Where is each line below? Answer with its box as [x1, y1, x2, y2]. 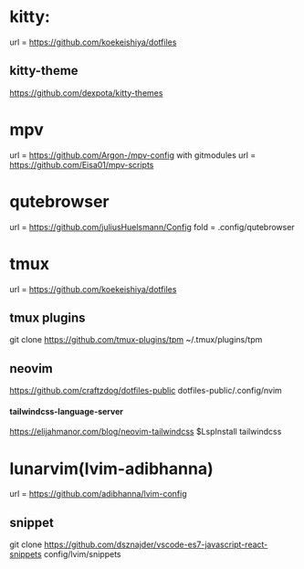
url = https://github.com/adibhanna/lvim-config [9, 489, 187, 500]
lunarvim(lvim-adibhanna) [9, 458, 214, 479]
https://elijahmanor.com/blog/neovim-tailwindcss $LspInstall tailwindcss [9, 427, 282, 437]
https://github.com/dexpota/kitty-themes [9, 87, 163, 98]
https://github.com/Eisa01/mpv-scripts [9, 159, 154, 170]
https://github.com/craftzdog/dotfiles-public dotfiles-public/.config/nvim [9, 385, 283, 396]
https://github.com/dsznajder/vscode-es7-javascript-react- [44, 539, 268, 550]
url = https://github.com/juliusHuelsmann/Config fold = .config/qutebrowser [9, 221, 295, 232]
